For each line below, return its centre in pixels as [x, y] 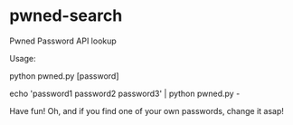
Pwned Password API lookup [63, 41]
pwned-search [66, 16]
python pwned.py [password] [64, 76]
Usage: [23, 58]
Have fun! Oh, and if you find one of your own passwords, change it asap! [147, 111]
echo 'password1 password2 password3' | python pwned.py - [125, 93]
